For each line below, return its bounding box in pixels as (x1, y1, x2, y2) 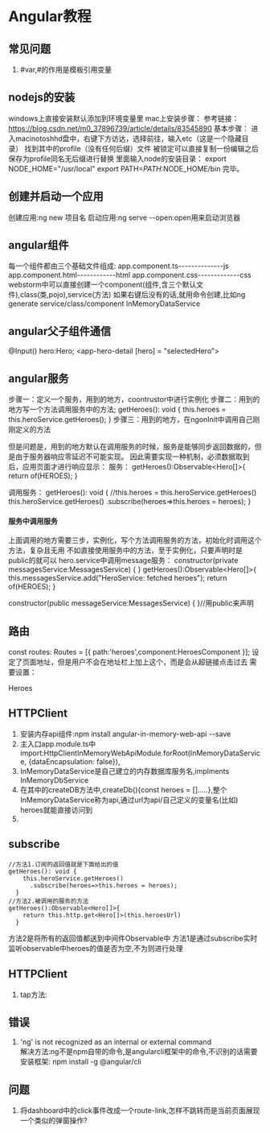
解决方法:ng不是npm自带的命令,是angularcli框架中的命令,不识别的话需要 (19, 1047, 258, 1057)
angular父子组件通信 (8, 324, 112, 338)
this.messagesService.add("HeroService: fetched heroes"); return (8, 573, 227, 583)
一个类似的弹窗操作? (19, 1116, 88, 1126)
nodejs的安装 (8, 90, 76, 105)
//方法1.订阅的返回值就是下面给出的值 (8, 860, 119, 868)
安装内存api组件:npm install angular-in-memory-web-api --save (19, 729, 231, 738)
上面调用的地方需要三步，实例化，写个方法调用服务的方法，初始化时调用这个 (8, 535, 262, 545)
